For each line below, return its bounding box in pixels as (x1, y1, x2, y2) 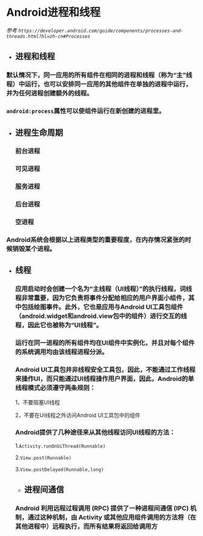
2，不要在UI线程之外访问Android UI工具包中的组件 (14, 412, 141, 419)
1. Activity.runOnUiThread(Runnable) (14, 442, 106, 449)
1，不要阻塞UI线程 (14, 398, 60, 405)
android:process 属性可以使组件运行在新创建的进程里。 (6, 107, 166, 115)
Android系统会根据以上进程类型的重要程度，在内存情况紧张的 (6, 236, 185, 244)
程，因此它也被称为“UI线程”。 (14, 321, 103, 329)
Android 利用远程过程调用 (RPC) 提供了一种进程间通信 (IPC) (14, 504, 189, 512)
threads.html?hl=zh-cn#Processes (6, 33, 91, 39)
